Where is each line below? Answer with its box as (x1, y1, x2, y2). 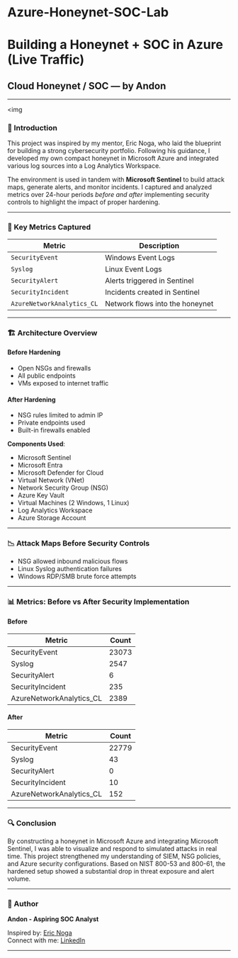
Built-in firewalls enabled (17, 426, 91, 434)
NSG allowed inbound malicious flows (17, 557, 128, 565)
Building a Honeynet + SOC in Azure (7, 37, 223, 53)
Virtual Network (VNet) (17, 476, 85, 485)
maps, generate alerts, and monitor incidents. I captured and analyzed (7, 183, 212, 191)
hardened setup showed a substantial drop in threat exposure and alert (7, 867, 215, 876)
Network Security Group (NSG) (17, 483, 108, 492)
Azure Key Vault (17, 491, 65, 500)
